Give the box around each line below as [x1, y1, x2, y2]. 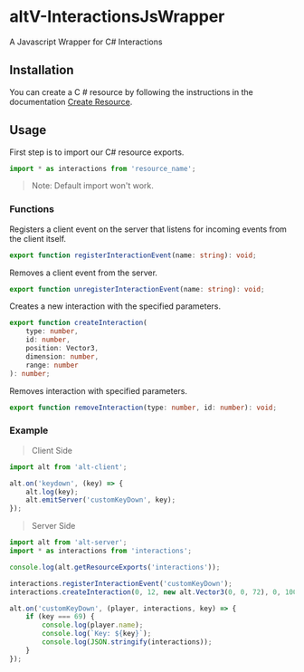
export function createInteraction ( [9, 319, 147, 328]
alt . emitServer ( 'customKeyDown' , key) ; [25, 495, 176, 504]
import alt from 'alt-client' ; [9, 462, 128, 472]
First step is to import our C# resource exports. [9, 147, 185, 158]
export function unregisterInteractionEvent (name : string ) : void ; [9, 284, 265, 293]
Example [9, 424, 49, 437]
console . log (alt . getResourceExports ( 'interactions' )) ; [9, 562, 221, 571]
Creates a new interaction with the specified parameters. [9, 301, 222, 312]
